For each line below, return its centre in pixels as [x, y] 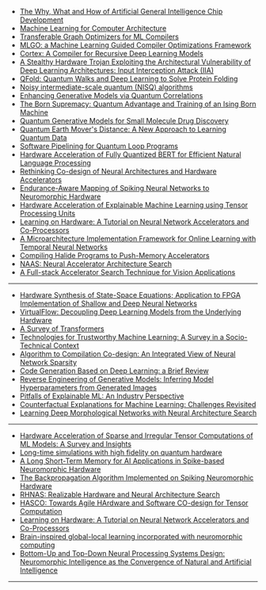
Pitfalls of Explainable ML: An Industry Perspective [102, 396]
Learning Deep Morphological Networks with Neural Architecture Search [138, 413]
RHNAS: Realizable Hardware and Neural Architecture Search [120, 495]
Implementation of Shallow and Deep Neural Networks [108, 303]
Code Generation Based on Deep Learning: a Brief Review [114, 371]
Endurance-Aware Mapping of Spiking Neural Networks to [114, 188]
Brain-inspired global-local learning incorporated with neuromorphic [131, 537]
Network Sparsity [48, 362]
